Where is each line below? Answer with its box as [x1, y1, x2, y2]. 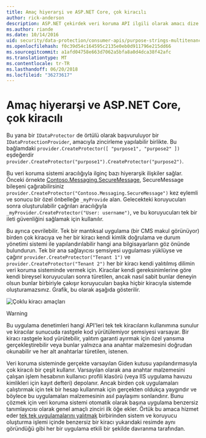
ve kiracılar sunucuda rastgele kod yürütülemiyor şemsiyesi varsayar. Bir [6, 328, 189, 335]
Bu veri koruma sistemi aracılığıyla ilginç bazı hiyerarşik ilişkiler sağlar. [6, 170, 183, 177]
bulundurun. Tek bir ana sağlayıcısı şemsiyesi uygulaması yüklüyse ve [6, 247, 183, 254]
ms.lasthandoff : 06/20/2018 [6, 66, 78, 72]
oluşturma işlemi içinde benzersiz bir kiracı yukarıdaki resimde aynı [6, 418, 176, 426]
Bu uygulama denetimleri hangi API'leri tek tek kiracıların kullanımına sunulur [6, 322, 199, 329]
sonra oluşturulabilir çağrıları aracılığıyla [6, 202, 107, 209]
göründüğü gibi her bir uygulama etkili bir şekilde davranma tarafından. [6, 425, 186, 432]
